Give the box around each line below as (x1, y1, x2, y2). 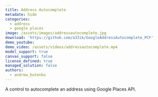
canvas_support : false (5, 53, 53, 59)
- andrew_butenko (10, 72, 46, 77)
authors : (5, 68, 24, 73)
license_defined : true (5, 58, 53, 63)
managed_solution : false (5, 63, 57, 68)
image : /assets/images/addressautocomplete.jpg (5, 30, 107, 35)
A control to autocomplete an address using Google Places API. (5, 86, 136, 92)
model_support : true (5, 49, 49, 54)
